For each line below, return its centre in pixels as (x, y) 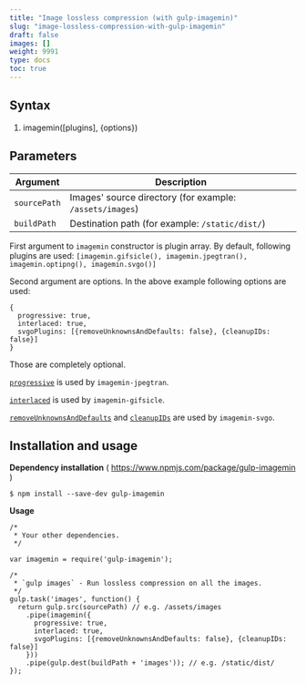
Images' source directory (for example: (153, 197)
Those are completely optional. (67, 364)
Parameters (43, 156)
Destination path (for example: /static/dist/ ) (168, 223)
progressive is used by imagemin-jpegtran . (89, 382)
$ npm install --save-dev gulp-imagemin (87, 494)
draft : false (34, 35)
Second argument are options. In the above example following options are (148, 281)
